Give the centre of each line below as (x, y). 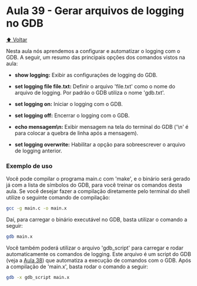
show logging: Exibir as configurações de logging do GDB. (86, 75)
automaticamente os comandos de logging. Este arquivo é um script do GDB (98, 254)
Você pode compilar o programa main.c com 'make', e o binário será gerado (98, 179)
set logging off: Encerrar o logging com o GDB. (72, 115)
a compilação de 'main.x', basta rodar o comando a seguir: (77, 267)
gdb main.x (19, 237)
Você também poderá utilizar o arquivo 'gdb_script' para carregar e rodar (95, 248)
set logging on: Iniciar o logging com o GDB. (69, 104)
